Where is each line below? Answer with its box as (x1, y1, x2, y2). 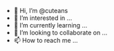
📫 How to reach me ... (13, 37, 78, 44)
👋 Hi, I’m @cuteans (13, 7, 68, 14)
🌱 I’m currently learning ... (13, 21, 88, 29)
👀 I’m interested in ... (13, 14, 73, 22)
